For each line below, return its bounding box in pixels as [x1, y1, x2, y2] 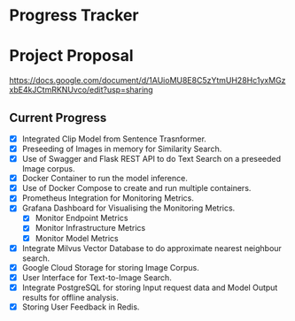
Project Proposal [9, 46, 135, 66]
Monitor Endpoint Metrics [35, 213, 128, 224]
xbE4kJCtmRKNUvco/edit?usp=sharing [9, 85, 153, 96]
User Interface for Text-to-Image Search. [21, 271, 173, 283]
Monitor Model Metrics [35, 233, 120, 243]
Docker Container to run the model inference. [21, 173, 188, 184]
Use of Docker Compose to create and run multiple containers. [21, 183, 252, 194]
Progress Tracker [9, 5, 139, 26]
